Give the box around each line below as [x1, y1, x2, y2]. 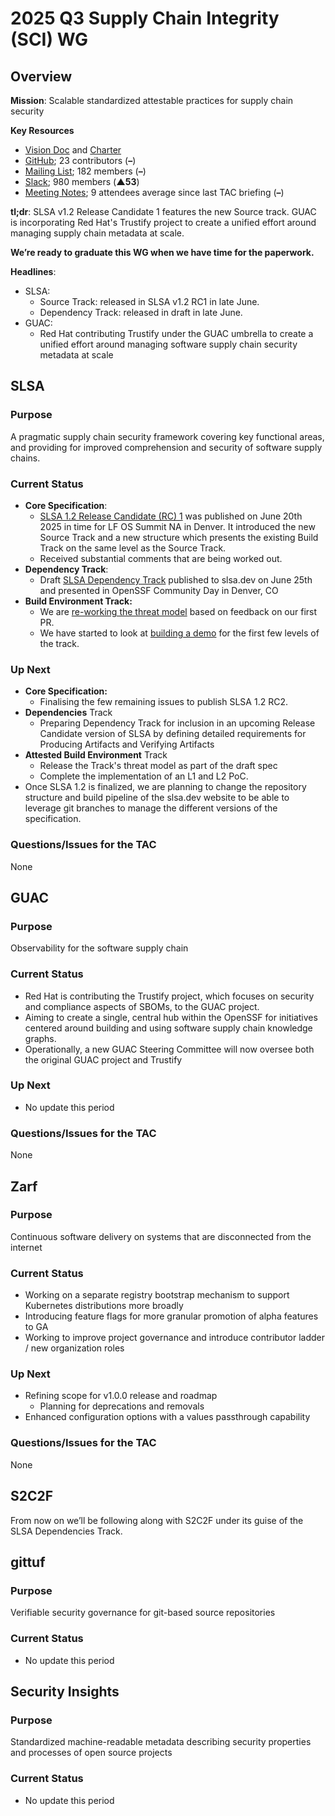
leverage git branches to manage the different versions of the [24, 802, 278, 814]
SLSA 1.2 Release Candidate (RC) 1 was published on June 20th [39, 510, 303, 522]
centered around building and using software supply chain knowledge [24, 1022, 313, 1034]
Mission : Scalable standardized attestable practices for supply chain [10, 95, 294, 106]
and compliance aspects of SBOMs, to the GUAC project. [24, 1000, 260, 1012]
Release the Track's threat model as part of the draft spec [39, 760, 278, 772]
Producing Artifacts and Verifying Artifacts [39, 738, 215, 751]
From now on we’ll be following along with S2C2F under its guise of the [10, 1514, 304, 1526]
